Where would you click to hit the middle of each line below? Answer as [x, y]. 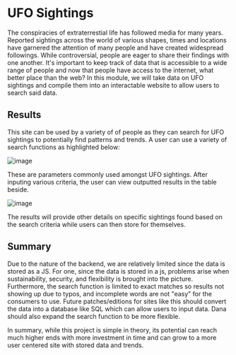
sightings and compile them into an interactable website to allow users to [113, 85]
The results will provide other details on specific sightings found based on [115, 216]
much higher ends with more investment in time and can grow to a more [112, 337]
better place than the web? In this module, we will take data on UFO [106, 77]
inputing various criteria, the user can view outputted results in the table [112, 182]
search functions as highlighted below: [64, 147]
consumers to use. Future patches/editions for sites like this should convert [117, 301]
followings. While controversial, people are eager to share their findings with [118, 55]
